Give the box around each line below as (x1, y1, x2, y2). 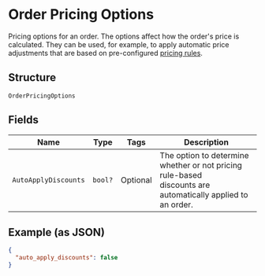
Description (184, 136, 229, 147)
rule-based (159, 169, 203, 180)
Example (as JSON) (8, 226, 105, 239)
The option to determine (159, 149, 249, 160)
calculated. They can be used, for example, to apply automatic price (8, 39, 230, 49)
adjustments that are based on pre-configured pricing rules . (8, 48, 203, 57)
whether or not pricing (159, 160, 243, 171)
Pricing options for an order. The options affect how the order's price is (8, 31, 240, 41)
